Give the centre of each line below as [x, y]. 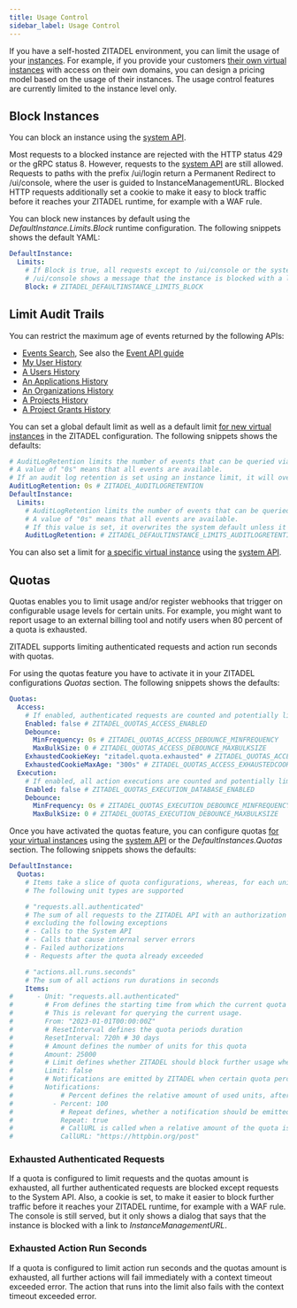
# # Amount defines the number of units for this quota [128, 1046]
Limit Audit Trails [57, 315]
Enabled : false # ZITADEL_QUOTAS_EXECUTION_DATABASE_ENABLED [140, 789]
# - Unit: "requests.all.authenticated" [94, 996]
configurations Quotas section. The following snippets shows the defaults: [145, 683]
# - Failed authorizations [75, 948]
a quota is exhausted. [48, 630]
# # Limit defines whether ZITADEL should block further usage [142, 1063]
